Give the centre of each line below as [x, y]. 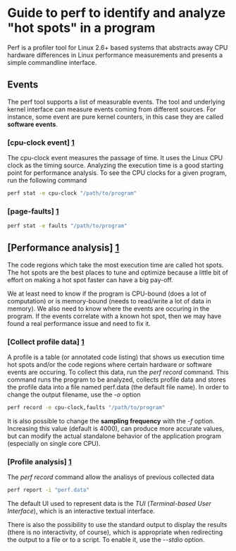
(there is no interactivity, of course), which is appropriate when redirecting [115, 532]
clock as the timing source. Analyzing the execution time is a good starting [116, 165]
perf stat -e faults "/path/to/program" [68, 226]
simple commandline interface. [52, 62]
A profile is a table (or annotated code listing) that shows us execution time [116, 357]
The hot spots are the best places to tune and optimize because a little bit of [118, 272]
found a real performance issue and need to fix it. [79, 323]
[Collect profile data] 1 [46, 341]
